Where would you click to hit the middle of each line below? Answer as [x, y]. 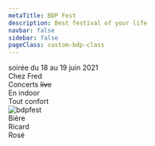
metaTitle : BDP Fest [43, 15]
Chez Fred [25, 76]
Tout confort [29, 102]
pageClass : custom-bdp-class [56, 45]
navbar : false [32, 30]
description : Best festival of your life [78, 23]
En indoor [24, 93]
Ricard [19, 127]
